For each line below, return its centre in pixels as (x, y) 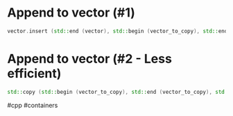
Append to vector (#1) (71, 13)
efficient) (34, 73)
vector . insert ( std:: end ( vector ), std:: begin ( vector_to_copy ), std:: (113, 31)
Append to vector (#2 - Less (89, 59)
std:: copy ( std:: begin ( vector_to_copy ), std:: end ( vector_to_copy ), (110, 92)
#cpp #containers (33, 105)
